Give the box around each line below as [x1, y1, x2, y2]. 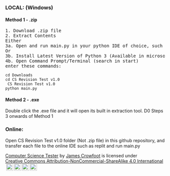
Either [5, 38, 22, 44]
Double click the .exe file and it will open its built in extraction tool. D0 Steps [5, 108, 163, 114]
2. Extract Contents [5, 33, 57, 39]
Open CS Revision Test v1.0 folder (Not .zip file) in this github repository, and [5, 137, 165, 143]
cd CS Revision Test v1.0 [5, 77, 60, 82]
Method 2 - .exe [5, 97, 39, 103]
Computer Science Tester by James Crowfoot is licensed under [5, 152, 138, 158]
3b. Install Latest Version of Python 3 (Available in [5, 53, 144, 59]
